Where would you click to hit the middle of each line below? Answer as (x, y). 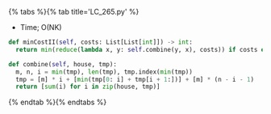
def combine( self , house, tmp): (63, 64)
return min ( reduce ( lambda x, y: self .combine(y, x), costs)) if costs (137, 49)
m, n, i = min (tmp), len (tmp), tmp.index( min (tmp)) (104, 72)
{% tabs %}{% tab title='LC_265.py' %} (74, 12)
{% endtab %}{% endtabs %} (58, 102)
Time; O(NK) (41, 27)
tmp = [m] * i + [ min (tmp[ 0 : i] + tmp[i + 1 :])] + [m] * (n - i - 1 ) (135, 79)
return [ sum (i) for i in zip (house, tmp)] (88, 87)
